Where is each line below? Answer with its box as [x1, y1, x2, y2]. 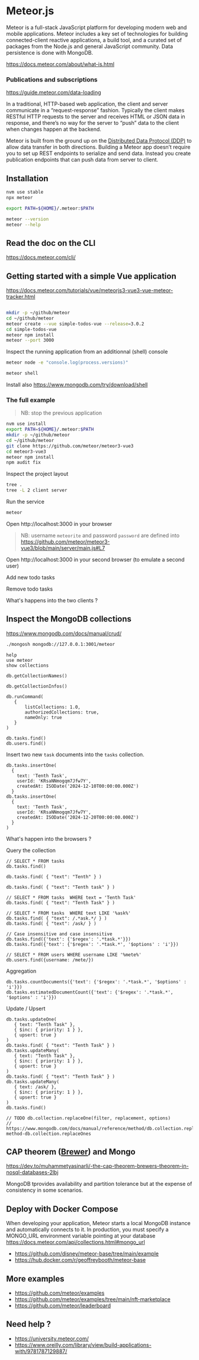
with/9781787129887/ [14, 1348, 68, 1355]
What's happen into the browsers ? [6, 835, 92, 842]
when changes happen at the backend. [6, 126, 102, 133]
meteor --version [6, 216, 49, 222]
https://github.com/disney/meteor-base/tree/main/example [14, 1250, 159, 1257]
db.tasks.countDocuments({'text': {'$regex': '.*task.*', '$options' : [6, 979, 187, 984]
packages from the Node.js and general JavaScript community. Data [6, 43, 174, 50]
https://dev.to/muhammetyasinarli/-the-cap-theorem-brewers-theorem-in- [6, 1163, 189, 1170]
